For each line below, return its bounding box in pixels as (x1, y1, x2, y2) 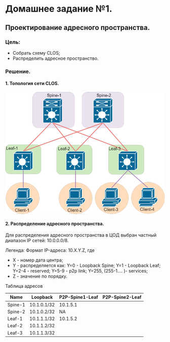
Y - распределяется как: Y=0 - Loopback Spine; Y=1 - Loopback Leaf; (12, 262, 161, 269)
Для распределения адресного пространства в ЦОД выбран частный (5, 232, 157, 238)
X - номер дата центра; (12, 257, 63, 263)
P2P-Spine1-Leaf (59, 294, 99, 300)
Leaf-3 (7, 330, 23, 336)
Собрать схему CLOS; (12, 50, 61, 56)
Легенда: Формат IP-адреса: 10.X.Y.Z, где (5, 247, 95, 253)
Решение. (5, 68, 31, 75)
